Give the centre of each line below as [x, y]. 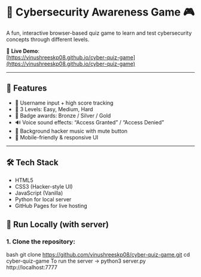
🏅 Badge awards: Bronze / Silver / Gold [63, 115]
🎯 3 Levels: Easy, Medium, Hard [54, 109]
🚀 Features [27, 88]
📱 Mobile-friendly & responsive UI [57, 137]
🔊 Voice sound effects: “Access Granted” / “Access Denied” [89, 122]
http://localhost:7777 [32, 267]
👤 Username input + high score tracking [64, 103]
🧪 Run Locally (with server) [57, 224]
